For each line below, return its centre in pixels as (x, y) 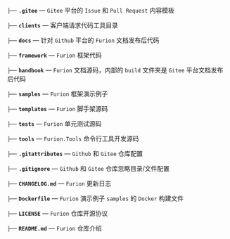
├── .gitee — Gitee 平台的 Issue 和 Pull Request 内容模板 (91, 10)
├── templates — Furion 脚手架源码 (58, 109)
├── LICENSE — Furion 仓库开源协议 (58, 213)
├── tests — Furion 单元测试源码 (55, 124)
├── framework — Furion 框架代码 (55, 55)
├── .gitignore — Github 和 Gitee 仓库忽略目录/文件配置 (89, 168)
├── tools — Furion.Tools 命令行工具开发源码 (73, 138)
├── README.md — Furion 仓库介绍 (55, 228)
